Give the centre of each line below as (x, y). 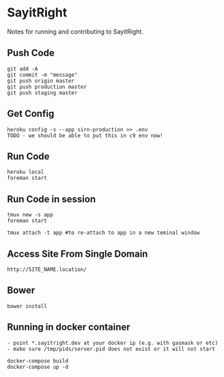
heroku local (26, 172)
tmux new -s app (30, 215)
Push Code (31, 53)
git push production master (47, 87)
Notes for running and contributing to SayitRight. (75, 31)
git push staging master (42, 93)
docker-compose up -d (38, 367)
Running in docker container (69, 327)
